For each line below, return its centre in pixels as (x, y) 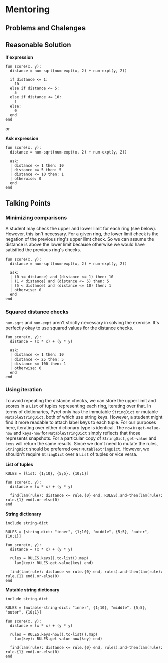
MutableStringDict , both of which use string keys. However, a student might (84, 417)
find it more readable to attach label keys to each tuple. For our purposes (81, 422)
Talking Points (28, 203)
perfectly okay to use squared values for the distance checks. (69, 328)
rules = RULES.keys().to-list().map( (49, 558)
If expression (19, 57)
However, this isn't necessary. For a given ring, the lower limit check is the (82, 234)
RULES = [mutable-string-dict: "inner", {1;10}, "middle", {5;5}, (76, 608)
